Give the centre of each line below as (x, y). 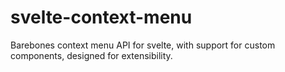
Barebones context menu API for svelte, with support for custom (143, 45)
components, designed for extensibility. (91, 55)
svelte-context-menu (101, 17)
